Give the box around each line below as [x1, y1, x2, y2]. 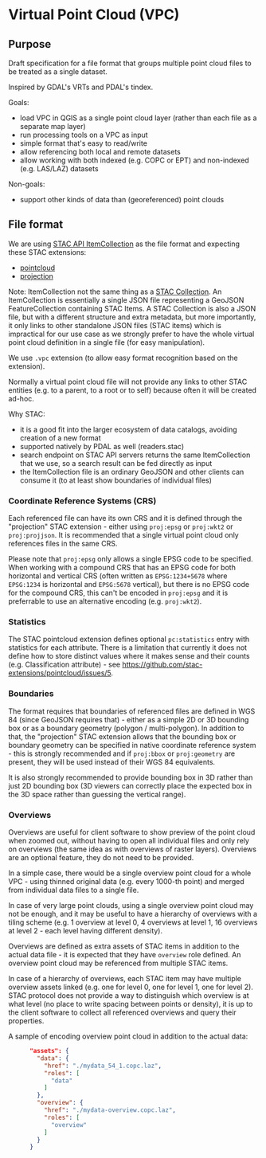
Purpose [8, 37, 52, 51]
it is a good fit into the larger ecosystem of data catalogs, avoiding [19, 424, 237, 434]
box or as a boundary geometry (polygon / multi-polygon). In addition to [8, 723, 244, 733]
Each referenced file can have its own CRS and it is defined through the [8, 514, 243, 523]
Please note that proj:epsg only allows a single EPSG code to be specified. [8, 554, 253, 564]
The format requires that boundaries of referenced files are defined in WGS [8, 706, 256, 716]
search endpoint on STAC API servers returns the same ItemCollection [19, 450, 251, 460]
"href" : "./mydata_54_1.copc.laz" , [43, 1062, 162, 1070]
